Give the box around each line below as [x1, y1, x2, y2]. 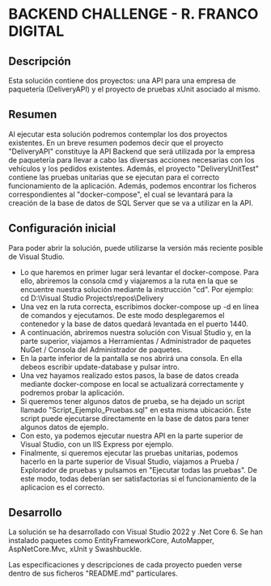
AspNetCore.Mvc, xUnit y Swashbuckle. [8, 544, 142, 554]
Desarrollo [8, 506, 62, 520]
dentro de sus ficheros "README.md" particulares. [8, 568, 178, 579]
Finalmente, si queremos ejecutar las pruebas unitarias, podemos [19, 448, 239, 457]
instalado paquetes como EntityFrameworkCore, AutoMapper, [8, 536, 214, 546]
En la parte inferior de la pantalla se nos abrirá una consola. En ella [19, 353, 243, 363]
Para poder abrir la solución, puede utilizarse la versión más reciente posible [8, 243, 264, 253]
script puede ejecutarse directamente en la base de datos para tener [19, 414, 249, 423]
